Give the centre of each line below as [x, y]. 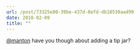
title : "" [19, 23]
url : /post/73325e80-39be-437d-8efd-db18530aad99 [70, 12]
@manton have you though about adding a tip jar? [68, 41]
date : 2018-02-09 [28, 18]
